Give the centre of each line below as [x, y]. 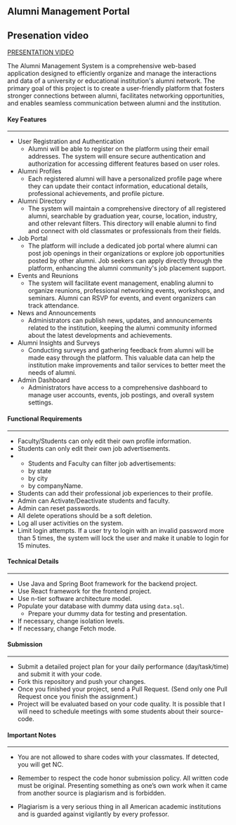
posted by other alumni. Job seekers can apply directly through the [125, 261]
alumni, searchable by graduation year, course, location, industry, [123, 216]
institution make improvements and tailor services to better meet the [127, 365]
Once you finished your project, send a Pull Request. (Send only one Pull [122, 689]
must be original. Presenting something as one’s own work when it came [122, 786]
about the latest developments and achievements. [100, 336]
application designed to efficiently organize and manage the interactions [112, 74]
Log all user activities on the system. [70, 523]
